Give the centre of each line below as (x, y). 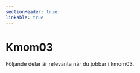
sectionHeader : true (32, 12)
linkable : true (25, 17)
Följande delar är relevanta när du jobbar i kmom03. (70, 64)
